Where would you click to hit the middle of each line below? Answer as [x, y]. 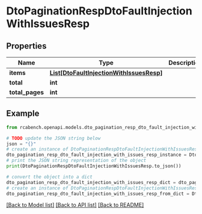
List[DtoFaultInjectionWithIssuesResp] [106, 73]
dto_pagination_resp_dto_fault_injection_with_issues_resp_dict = [91, 182]
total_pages [26, 92]
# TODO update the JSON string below [54, 138]
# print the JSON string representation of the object [76, 161]
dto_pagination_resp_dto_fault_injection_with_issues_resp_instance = [96, 155]
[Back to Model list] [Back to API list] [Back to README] [75, 205]
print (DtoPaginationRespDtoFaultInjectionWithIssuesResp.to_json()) [94, 166]
